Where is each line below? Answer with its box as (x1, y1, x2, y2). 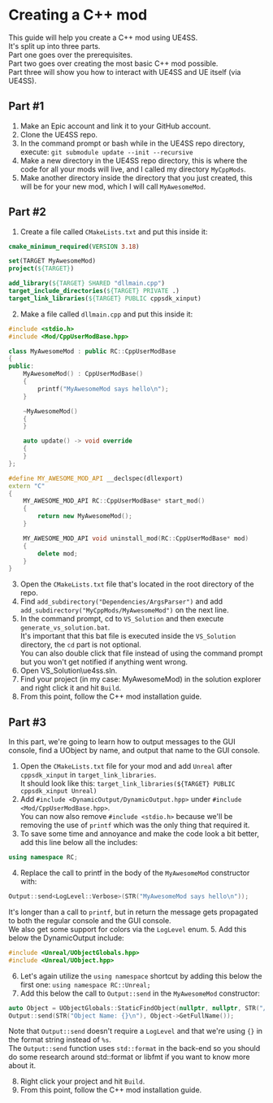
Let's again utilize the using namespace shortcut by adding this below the (19, 970, 262, 981)
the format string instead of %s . (8, 1035, 111, 1044)
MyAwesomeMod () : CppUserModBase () (23, 370, 144, 378)
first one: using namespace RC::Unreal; (19, 979, 151, 989)
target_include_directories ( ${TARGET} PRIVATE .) (8, 287, 180, 295)
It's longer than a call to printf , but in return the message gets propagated (8, 907, 258, 917)
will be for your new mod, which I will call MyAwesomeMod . (19, 181, 206, 191)
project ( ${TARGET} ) (8, 264, 75, 273)
